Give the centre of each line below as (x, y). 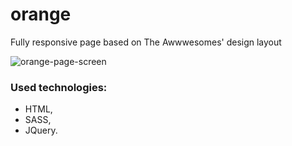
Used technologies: (59, 87)
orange (41, 14)
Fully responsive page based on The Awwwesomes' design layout (146, 42)
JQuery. (41, 130)
